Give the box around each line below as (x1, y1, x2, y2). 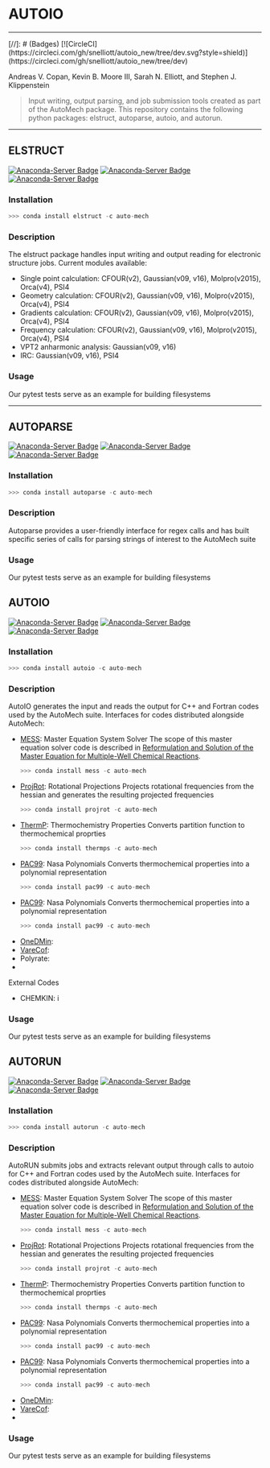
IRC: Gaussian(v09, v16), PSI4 (19, 351, 119, 361)
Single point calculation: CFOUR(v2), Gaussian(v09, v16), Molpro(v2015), (19, 274, 261, 283)
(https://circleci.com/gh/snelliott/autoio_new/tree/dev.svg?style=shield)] (8, 48, 248, 57)
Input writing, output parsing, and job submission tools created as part (27, 96, 261, 105)
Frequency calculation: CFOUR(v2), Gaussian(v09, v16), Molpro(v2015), (19, 325, 257, 335)
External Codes (8, 978, 59, 987)
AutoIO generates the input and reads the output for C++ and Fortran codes (8, 701, 260, 711)
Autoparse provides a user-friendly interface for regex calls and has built (8, 525, 250, 536)
